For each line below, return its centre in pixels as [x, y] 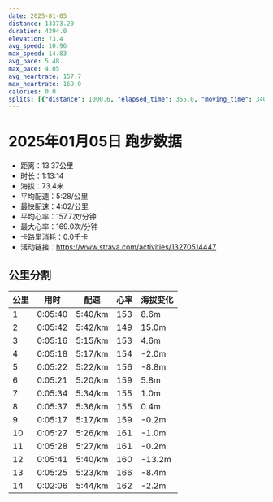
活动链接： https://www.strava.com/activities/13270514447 [118, 247]
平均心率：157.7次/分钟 [58, 217]
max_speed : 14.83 [38, 54]
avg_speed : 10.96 [38, 46]
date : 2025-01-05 [38, 16]
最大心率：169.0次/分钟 [59, 227]
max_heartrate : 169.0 [45, 84]
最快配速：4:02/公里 [54, 206]
